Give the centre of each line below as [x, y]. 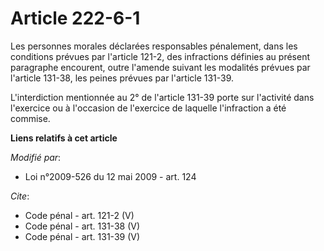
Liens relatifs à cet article [64, 138]
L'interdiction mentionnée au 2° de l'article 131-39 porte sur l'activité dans [162, 97]
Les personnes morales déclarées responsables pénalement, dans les [154, 46]
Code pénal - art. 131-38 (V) [82, 226]
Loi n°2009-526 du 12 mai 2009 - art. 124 [110, 176]
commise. [30, 118]
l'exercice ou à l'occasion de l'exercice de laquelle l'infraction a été [148, 108]
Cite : [20, 196]
